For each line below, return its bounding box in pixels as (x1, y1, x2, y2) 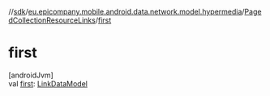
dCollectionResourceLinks (8, 15, 96, 25)
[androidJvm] (8, 70, 54, 80)
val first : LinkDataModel (8, 78, 88, 88)
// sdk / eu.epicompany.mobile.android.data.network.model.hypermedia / (8, 7, 245, 16)
